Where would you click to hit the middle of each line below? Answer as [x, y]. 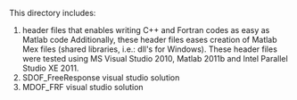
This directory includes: [53, 13]
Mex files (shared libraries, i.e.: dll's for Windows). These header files [150, 49]
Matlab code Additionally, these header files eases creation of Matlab [150, 40]
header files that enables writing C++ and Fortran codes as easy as [146, 30]
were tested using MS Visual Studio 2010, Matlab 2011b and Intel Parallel [155, 58]
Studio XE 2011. [50, 68]
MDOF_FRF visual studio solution [83, 87]
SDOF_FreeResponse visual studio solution [101, 78]
